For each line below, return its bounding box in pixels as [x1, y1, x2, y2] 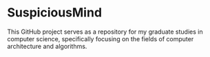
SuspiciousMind [7, 5, 102, 21]
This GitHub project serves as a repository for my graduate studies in [7, 27, 203, 36]
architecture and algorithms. [7, 42, 87, 50]
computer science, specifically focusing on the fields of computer [7, 34, 194, 43]
